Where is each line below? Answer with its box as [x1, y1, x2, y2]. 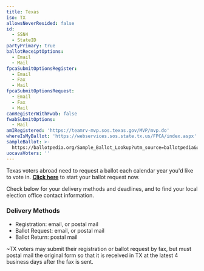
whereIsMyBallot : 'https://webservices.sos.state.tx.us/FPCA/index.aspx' [6, 133, 197, 140]
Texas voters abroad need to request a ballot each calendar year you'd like [6, 166, 194, 174]
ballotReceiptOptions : [6, 49, 64, 55]
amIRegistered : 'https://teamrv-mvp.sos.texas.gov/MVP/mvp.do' [6, 128, 170, 134]
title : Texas [6, 9, 39, 15]
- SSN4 [12, 32, 29, 38]
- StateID [12, 37, 36, 43]
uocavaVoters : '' [6, 150, 50, 156]
